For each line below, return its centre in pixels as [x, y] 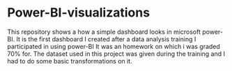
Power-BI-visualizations [79, 13]
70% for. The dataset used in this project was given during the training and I [116, 54]
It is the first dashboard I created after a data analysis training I [106, 39]
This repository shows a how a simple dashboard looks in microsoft [104, 32]
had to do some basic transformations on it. [70, 61]
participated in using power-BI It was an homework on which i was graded [114, 46]
